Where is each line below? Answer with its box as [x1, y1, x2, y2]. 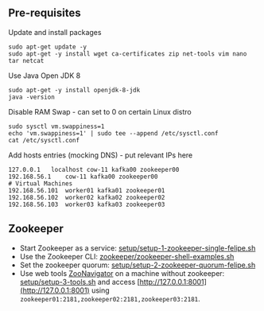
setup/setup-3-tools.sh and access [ [19, 277, 141, 286]
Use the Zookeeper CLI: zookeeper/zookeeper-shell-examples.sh [19, 251, 235, 261]
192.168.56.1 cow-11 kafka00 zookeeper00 [8, 173, 158, 181]
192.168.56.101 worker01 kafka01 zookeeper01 [8, 186, 165, 194]
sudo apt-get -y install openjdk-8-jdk [8, 86, 141, 94]
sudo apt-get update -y [8, 43, 87, 51]
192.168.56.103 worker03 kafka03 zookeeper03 [8, 200, 165, 208]
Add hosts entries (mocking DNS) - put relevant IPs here [8, 150, 193, 160]
